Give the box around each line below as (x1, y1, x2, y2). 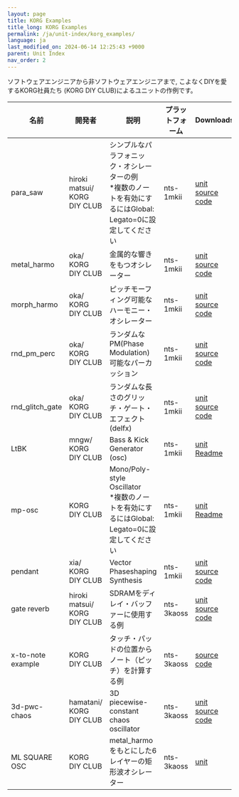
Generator (109, 443, 144, 453)
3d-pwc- (11, 702, 44, 712)
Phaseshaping (109, 566, 157, 576)
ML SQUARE (11, 752, 53, 762)
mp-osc (11, 505, 39, 514)
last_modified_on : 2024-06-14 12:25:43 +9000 (7, 43, 144, 51)
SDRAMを (109, 588, 143, 598)
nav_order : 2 (7, 57, 46, 64)
